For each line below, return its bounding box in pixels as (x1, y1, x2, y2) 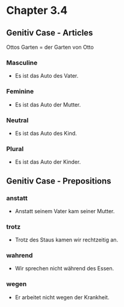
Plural (6, 144, 24, 153)
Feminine (6, 87, 34, 96)
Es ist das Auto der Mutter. (14, 101, 81, 108)
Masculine (6, 58, 38, 67)
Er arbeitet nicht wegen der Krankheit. (14, 293, 110, 301)
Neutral (6, 116, 29, 124)
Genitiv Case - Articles (6, 28, 93, 38)
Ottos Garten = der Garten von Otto (6, 43, 95, 51)
